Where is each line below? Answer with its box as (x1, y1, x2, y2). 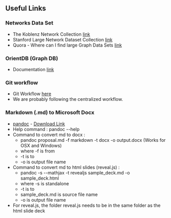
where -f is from (20, 148, 55, 154)
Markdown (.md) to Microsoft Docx (5, 109, 94, 116)
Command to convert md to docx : (12, 132, 86, 138)
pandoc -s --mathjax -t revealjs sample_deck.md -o (20, 169, 130, 176)
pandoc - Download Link (12, 120, 65, 127)
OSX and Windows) (20, 142, 62, 148)
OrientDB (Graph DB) (5, 55, 58, 62)
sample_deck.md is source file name (20, 191, 98, 198)
